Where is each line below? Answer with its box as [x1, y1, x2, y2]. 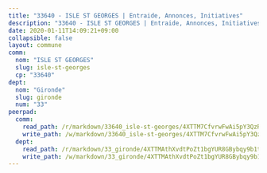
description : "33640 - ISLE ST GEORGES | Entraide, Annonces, [8, 19, 219, 27]
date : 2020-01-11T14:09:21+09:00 [8, 26, 119, 34]
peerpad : [8, 108, 37, 116]
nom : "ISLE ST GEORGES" [15, 57, 94, 65]
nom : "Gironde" [15, 85, 66, 94]
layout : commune [8, 41, 62, 49]
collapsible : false [8, 33, 73, 42]
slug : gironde [15, 93, 62, 101]
